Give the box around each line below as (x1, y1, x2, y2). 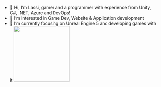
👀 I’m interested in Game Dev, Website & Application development (9, 15, 144, 21)
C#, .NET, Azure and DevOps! (9, 10, 71, 16)
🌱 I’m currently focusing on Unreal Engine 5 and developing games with (9, 20, 156, 26)
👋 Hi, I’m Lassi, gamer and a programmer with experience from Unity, (9, 5, 151, 10)
